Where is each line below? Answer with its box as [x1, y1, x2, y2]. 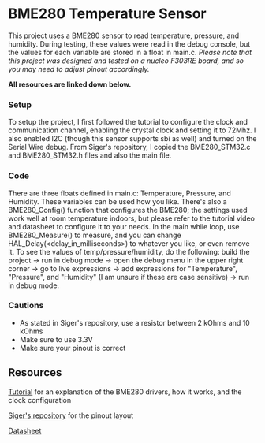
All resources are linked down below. [8, 80, 132, 89]
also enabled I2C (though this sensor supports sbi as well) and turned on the [8, 134, 257, 143]
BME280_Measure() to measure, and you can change [8, 230, 181, 240]
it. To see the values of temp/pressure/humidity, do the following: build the [8, 247, 250, 256]
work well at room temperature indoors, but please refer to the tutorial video [8, 214, 255, 223]
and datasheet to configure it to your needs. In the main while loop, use [8, 221, 240, 231]
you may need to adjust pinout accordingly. [8, 64, 150, 73]
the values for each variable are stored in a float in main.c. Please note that [8, 47, 252, 57]
